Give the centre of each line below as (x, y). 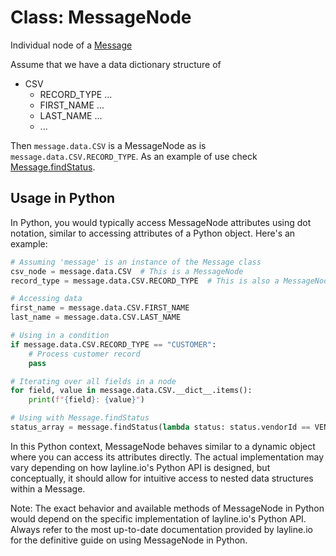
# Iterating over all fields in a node (93, 381)
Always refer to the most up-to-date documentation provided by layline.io (161, 529)
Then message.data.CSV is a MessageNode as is (108, 145)
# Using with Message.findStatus (80, 418)
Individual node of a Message (71, 45)
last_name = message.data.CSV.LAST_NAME (96, 317)
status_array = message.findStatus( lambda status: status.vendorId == (160, 427)
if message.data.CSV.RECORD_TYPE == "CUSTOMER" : (113, 344)
